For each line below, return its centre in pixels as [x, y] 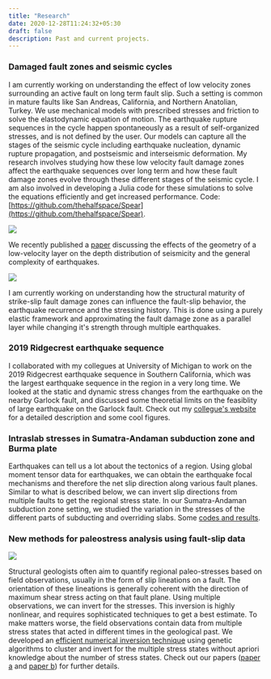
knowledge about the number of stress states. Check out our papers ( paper [134, 658]
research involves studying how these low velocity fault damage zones [126, 162]
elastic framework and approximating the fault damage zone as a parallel [130, 318]
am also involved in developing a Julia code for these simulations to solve [131, 188]
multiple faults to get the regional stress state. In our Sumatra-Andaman [127, 501]
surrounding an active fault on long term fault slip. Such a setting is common [135, 93]
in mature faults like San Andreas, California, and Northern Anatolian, [123, 101]
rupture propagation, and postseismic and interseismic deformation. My [128, 153]
